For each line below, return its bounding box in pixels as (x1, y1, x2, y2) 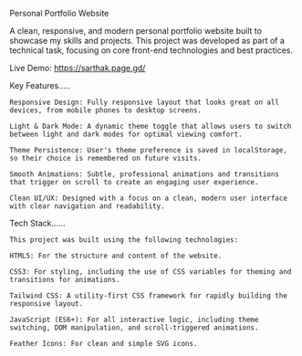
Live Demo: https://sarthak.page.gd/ (9, 63, 146, 73)
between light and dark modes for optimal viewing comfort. (9, 130, 244, 139)
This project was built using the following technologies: (9, 236, 239, 245)
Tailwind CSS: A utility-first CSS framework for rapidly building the (9, 291, 287, 300)
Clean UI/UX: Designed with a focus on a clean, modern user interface (9, 194, 287, 203)
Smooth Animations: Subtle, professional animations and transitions (9, 170, 280, 179)
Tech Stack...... (9, 218, 66, 228)
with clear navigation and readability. (9, 202, 166, 211)
